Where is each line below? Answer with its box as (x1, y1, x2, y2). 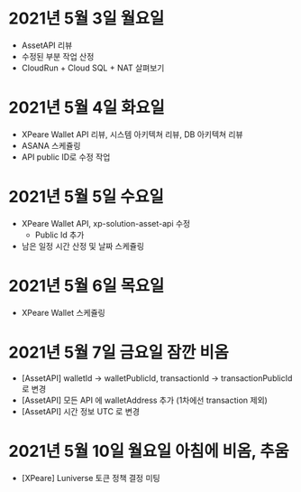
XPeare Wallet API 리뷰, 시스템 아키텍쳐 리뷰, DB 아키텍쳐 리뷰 (21, 128, 244, 140)
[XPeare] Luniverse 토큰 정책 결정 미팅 (21, 472, 160, 483)
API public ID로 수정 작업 (21, 151, 111, 162)
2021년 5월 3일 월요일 (8, 8, 165, 29)
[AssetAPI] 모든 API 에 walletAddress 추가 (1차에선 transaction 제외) (21, 395, 268, 405)
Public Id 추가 (34, 229, 85, 240)
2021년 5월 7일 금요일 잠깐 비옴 (8, 342, 229, 362)
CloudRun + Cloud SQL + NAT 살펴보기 (21, 62, 165, 73)
